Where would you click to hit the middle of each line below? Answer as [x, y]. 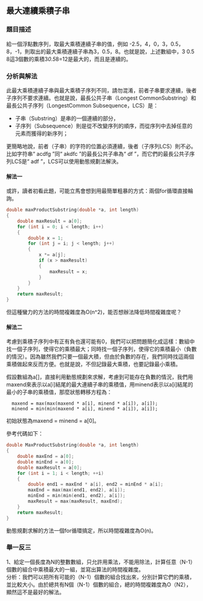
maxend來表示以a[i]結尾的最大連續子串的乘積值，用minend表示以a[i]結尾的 [100, 385]
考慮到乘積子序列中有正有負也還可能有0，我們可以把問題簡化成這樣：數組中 [101, 342]
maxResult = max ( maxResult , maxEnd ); [75, 501]
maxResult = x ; [68, 272]
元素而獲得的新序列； [41, 133]
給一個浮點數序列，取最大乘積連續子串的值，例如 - [69, 43]
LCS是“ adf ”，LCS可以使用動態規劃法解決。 [66, 161]
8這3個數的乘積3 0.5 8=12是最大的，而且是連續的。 [69, 59]
